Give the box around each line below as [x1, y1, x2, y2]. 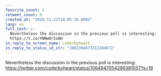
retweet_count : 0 [5, 12, 42, 17]
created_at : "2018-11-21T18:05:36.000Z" [5, 17, 93, 22]
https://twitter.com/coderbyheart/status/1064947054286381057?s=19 [5, 65, 153, 71]
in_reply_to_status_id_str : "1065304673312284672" [5, 45, 116, 50]
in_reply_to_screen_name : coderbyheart [5, 41, 90, 46]
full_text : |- [5, 27, 36, 32]
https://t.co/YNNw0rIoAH [10, 36, 63, 41]
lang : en [5, 21, 24, 27]
